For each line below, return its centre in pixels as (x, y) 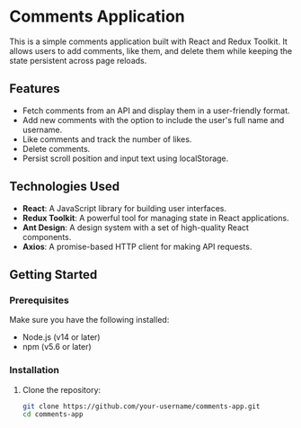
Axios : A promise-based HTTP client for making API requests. (137, 246)
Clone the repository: (62, 389)
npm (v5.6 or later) (57, 347)
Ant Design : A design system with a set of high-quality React (136, 227)
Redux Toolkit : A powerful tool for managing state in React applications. (155, 218)
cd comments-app (53, 415)
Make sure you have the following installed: (89, 320)
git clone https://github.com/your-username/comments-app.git (141, 406)
